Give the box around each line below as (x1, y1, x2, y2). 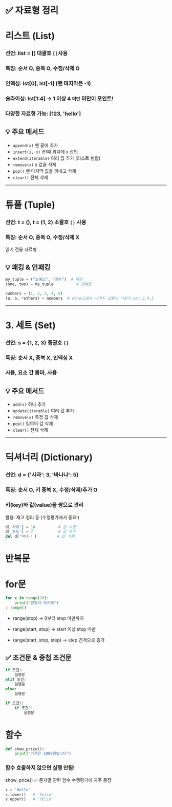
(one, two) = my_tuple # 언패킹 (5, 281, 92, 287)
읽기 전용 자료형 (5, 246, 37, 252)
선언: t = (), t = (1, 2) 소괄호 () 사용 (5, 218, 87, 226)
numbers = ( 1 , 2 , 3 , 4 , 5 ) (5, 291, 63, 296)
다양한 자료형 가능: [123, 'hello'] (5, 110, 81, 117)
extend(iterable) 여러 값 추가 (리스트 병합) (12, 155, 101, 161)
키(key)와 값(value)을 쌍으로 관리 (5, 502, 83, 509)
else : (5, 687, 17, 692)
